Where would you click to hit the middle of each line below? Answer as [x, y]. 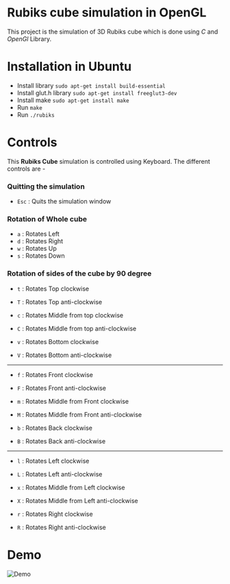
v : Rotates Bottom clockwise [58, 341]
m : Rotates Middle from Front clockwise [73, 401]
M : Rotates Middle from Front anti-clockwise [79, 414]
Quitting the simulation [46, 186]
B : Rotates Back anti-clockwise [61, 441]
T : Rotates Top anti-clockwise [60, 302]
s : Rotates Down [41, 256]
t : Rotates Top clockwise [53, 289]
